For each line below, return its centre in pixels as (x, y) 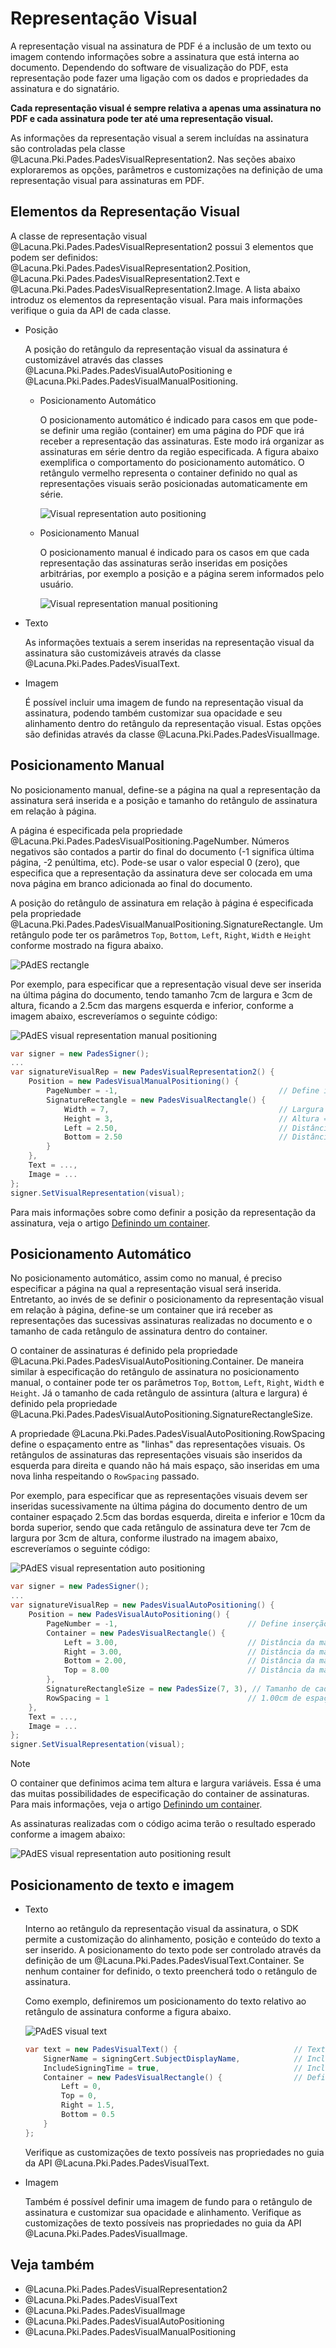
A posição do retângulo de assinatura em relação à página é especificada (162, 903)
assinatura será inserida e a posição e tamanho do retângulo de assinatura (164, 800)
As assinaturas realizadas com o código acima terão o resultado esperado (163, 1824)
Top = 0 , (79, 2096)
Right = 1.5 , (88, 2105)
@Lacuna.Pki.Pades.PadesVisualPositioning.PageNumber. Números (150, 841)
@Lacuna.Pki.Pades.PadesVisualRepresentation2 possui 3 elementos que (162, 246)
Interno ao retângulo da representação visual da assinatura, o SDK (161, 1928)
